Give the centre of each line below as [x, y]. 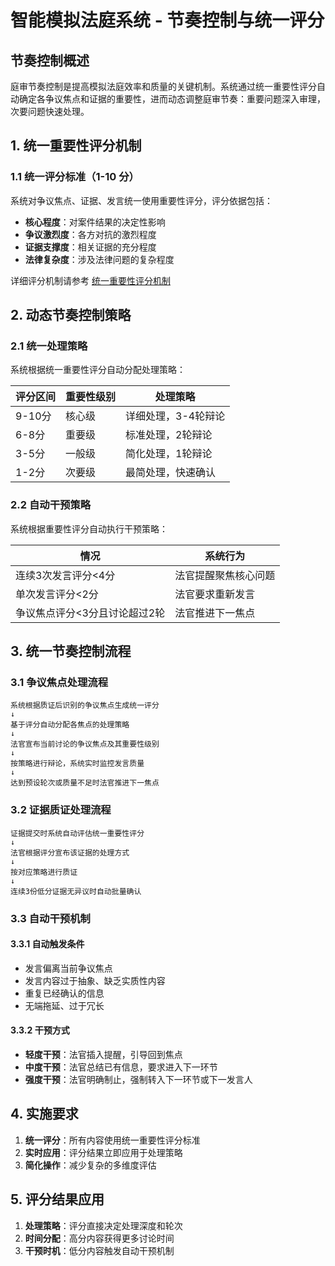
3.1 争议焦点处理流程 [59, 682]
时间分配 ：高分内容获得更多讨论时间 [99, 1238]
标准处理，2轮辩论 [169, 435]
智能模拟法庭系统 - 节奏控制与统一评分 [167, 20]
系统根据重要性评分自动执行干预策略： [89, 528]
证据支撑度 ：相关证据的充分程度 [90, 247]
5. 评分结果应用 [57, 1199]
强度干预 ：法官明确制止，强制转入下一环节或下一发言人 [138, 1079]
